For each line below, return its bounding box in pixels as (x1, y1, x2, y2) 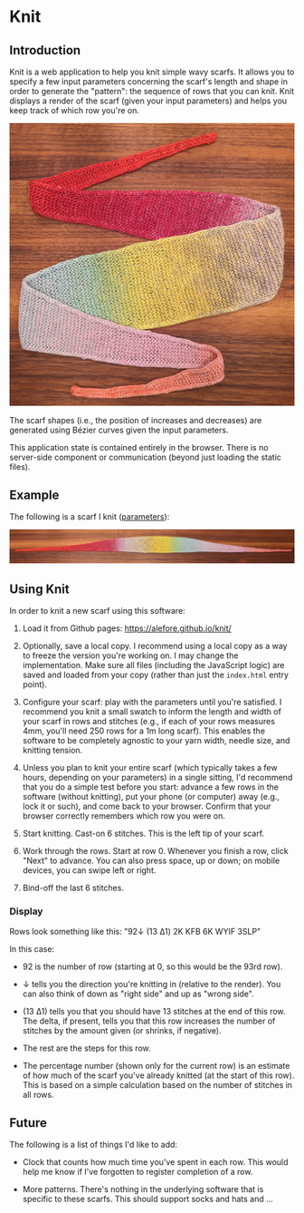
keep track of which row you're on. (9, 105, 140, 115)
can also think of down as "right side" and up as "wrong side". (22, 988, 255, 999)
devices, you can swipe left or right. (22, 865, 157, 876)
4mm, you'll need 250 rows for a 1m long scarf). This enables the (22, 725, 265, 736)
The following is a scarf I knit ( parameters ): (9, 511, 170, 522)
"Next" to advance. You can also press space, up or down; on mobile (22, 855, 280, 867)
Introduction (9, 43, 81, 58)
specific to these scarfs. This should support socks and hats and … (22, 1194, 273, 1205)
